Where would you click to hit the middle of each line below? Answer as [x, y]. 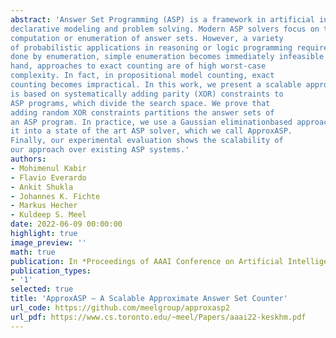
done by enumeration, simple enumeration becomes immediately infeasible [167, 57]
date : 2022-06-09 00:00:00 [66, 224]
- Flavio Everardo [48, 177]
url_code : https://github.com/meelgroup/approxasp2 [120, 308]
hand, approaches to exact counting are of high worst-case [138, 66]
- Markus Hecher [44, 206]
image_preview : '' [48, 242]
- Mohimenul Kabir [48, 168]
